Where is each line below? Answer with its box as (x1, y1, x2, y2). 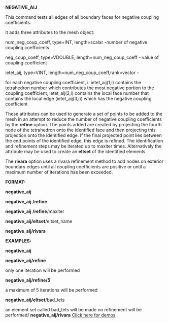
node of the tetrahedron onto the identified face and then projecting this (5, 127, 156, 133)
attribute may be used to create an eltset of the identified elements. (5, 149, 147, 154)
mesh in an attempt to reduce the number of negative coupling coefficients (5, 116, 162, 122)
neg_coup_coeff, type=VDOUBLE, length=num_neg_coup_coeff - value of (5, 54, 159, 60)
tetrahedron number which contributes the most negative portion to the (5, 85, 154, 91)
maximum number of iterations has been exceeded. (5, 169, 113, 175)
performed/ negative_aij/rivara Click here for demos (5, 312, 116, 318)
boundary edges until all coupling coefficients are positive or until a (5, 164, 146, 169)
